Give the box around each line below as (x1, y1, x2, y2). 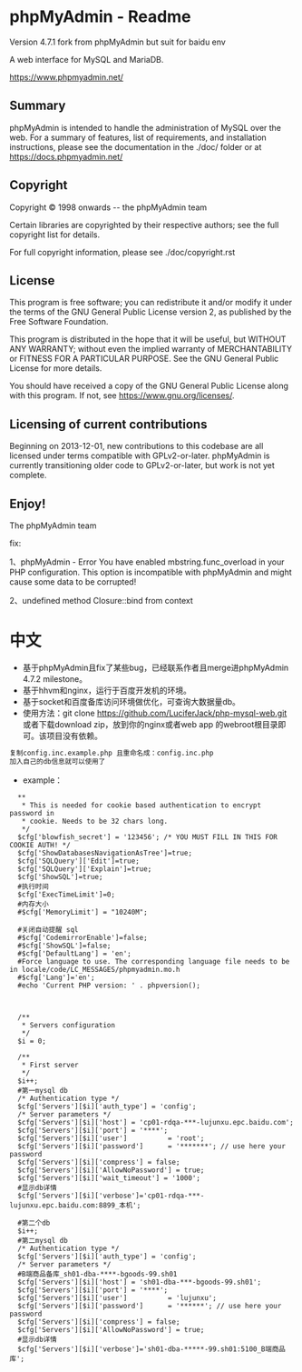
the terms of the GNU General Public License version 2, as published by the (9, 306, 292, 317)
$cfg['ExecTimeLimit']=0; (17, 889, 116, 899)
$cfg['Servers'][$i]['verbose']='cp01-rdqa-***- (17, 1191, 205, 1200)
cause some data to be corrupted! (9, 576, 137, 587)
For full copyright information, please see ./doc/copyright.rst (9, 246, 236, 257)
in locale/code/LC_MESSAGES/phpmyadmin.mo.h (9, 965, 180, 974)
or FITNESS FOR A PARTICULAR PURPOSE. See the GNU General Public (9, 353, 279, 365)
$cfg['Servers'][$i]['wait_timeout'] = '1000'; (17, 1173, 201, 1183)
